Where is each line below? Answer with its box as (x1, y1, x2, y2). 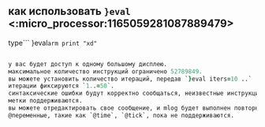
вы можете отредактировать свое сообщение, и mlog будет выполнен (8, 104, 231, 112)
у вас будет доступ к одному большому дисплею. (8, 60, 168, 68)
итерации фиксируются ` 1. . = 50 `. (8, 82, 114, 90)
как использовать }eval (8, 5, 131, 18)
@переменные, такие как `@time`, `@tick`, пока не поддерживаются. (8, 111, 235, 119)
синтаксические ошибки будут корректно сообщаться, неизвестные (8, 89, 224, 98)
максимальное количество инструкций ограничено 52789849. (8, 67, 203, 76)
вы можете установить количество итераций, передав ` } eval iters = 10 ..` (8, 75, 252, 83)
